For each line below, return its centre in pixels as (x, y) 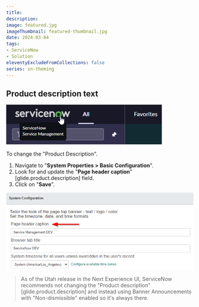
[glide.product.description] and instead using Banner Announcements (106, 292)
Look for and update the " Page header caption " (73, 172)
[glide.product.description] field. (54, 178)
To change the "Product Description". (52, 154)
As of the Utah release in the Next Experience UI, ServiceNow (96, 279)
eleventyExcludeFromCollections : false (56, 62)
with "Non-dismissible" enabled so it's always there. (85, 298)
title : (14, 12)
